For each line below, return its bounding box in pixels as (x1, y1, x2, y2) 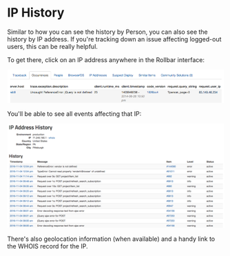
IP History (7, 5, 65, 21)
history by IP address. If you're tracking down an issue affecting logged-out (7, 35, 222, 43)
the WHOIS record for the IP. (7, 242, 88, 250)
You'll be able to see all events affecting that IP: (7, 110, 142, 118)
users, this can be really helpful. (7, 42, 98, 50)
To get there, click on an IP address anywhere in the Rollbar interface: (7, 55, 205, 63)
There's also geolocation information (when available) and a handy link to (7, 235, 216, 243)
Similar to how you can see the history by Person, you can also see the (7, 28, 208, 36)
